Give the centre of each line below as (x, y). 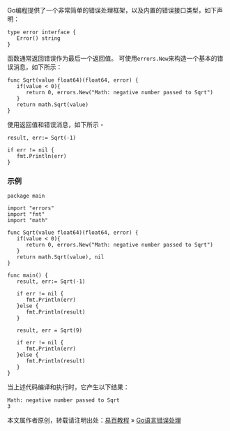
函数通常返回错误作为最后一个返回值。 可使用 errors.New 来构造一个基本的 (112, 58)
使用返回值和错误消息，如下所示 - (55, 125)
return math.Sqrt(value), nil (60, 257)
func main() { (28, 276)
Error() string (38, 38)
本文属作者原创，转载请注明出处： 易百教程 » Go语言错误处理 (94, 421)
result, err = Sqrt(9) (49, 330)
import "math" (28, 221)
